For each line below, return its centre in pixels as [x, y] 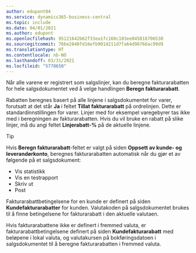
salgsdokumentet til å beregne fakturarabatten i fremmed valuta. [84, 244]
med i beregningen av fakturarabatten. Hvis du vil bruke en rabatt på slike [95, 119]
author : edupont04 [28, 11]
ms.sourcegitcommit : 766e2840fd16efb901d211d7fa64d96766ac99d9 [85, 45]
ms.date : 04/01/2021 [31, 28]
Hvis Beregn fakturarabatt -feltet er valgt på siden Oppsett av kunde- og [94, 148]
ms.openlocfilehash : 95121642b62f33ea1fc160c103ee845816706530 [85, 39]
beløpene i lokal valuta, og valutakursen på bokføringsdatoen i [81, 238]
